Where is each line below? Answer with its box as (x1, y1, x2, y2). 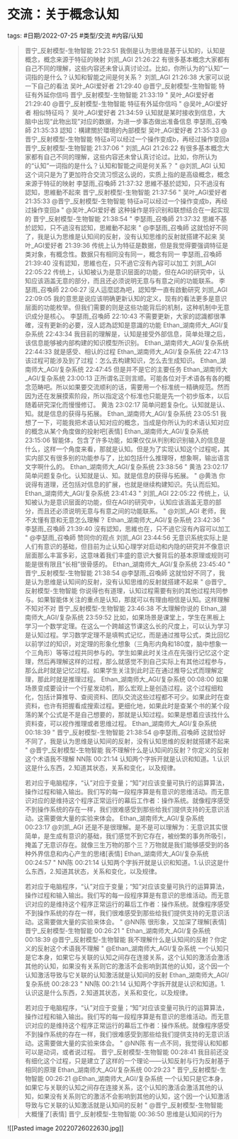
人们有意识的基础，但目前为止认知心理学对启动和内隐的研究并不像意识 (24, 542, 230, 550)
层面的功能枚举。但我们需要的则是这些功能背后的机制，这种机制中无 (24, 302, 224, 312)
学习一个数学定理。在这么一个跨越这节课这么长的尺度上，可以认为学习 (24, 621, 230, 630)
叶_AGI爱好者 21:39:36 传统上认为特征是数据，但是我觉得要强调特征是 (24, 241, 229, 249)
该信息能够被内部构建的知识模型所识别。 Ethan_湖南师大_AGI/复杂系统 (24, 338, 229, 347)
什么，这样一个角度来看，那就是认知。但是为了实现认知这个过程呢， (24, 444, 224, 453)
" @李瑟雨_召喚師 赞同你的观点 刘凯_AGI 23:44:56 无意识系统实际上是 (24, 533, 229, 542)
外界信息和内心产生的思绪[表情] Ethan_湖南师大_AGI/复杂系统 (30, 849, 209, 858)
